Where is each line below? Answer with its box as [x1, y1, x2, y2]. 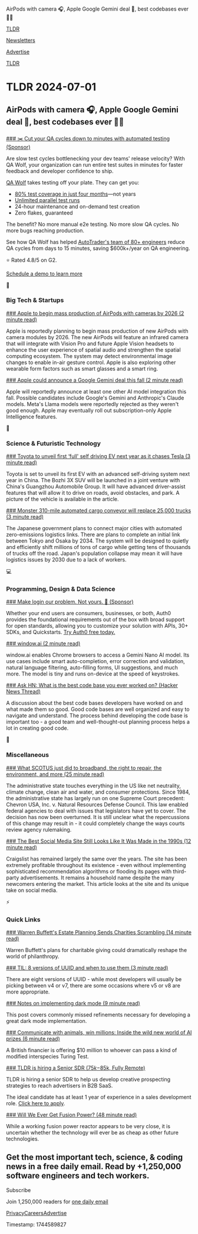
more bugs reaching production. [6, 227, 84, 234]
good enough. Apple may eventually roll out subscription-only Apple [6, 407, 172, 414]
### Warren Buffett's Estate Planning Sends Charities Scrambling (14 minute [6, 928, 192, 936]
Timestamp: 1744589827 [6, 1220, 67, 1228]
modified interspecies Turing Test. [6, 1053, 90, 1060]
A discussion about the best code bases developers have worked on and [6, 700, 183, 707]
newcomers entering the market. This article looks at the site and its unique [6, 880, 189, 887]
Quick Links [6, 915, 41, 924]
